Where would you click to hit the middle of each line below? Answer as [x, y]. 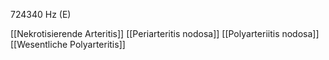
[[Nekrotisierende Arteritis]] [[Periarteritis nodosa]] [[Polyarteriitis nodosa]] [165, 33]
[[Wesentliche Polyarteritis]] [68, 44]
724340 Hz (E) [41, 14]
